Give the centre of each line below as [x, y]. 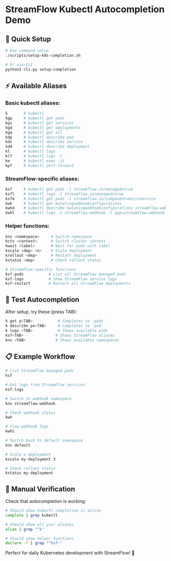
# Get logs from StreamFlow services [45, 385]
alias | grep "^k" [25, 529]
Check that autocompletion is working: [46, 501]
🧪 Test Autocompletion [42, 299]
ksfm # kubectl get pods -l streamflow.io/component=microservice [81, 199]
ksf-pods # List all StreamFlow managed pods [66, 274]
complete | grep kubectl [32, 515]
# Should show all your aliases [39, 524]
